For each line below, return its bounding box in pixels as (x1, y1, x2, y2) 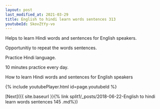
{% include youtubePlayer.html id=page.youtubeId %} (5, 84, 117, 90)
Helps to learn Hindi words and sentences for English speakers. (5, 35, 137, 41)
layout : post (5, 7, 33, 13)
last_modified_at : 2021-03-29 (5, 12, 69, 17)
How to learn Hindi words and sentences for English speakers (5, 74, 133, 80)
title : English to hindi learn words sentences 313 (5, 17, 116, 22)
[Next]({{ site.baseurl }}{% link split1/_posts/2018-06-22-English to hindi (5, 93, 155, 99)
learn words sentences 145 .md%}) (5, 99, 78, 105)
